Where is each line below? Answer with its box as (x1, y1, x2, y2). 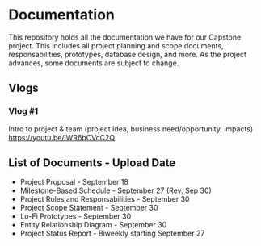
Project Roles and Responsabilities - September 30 (19, 194, 190, 204)
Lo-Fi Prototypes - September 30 (19, 211, 132, 221)
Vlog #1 (8, 106, 39, 117)
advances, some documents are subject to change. (8, 58, 179, 68)
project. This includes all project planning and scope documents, (8, 40, 224, 50)
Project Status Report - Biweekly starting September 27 (19, 228, 205, 239)
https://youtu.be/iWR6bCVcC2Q (8, 132, 116, 142)
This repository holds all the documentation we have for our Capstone (8, 32, 242, 42)
